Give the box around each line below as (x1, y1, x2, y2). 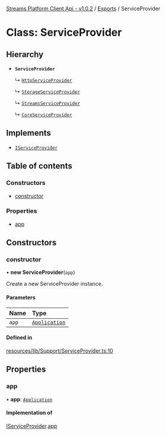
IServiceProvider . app (6, 422, 58, 429)
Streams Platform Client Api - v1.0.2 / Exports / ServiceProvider (6, 5, 161, 12)
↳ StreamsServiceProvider (14, 100, 81, 106)
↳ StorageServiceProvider (14, 88, 81, 95)
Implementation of (6, 409, 53, 417)
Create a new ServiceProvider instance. (6, 280, 103, 287)
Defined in (6, 334, 33, 341)
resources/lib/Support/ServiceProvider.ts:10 (6, 347, 114, 354)
